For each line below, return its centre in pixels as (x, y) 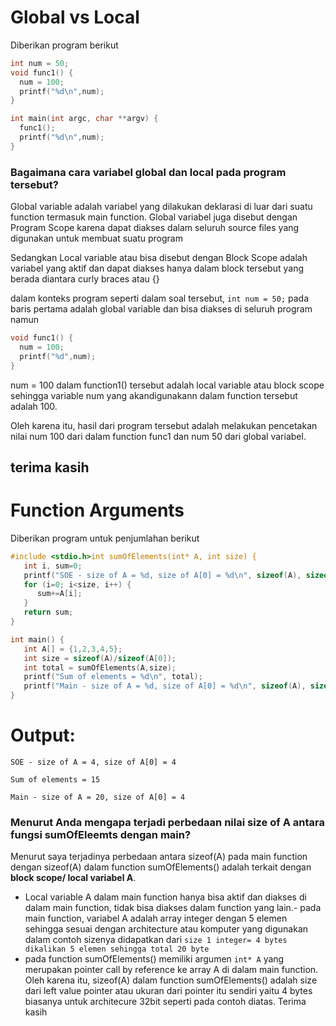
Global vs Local (75, 17)
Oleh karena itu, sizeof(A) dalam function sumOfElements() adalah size (171, 980)
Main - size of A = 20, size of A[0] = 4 (98, 797)
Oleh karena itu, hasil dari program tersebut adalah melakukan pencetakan (164, 425)
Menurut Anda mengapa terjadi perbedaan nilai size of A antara (167, 822)
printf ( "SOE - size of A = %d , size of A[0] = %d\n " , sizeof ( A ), (162, 575)
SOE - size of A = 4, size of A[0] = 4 (93, 762)
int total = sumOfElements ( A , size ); (100, 667)
